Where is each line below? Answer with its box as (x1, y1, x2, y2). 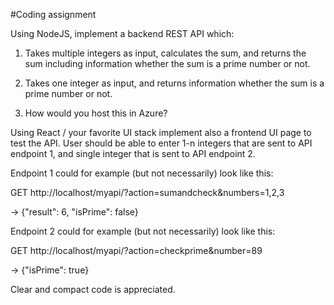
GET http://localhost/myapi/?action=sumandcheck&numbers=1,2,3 (10, 187, 285, 198)
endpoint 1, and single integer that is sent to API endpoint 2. (10, 148, 256, 159)
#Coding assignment (10, 9, 97, 20)
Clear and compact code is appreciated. (10, 284, 176, 295)
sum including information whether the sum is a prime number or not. (24, 58, 311, 69)
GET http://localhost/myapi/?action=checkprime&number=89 (10, 245, 263, 256)
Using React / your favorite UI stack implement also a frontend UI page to (10, 127, 312, 138)
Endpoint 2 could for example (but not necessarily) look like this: (10, 225, 276, 237)
